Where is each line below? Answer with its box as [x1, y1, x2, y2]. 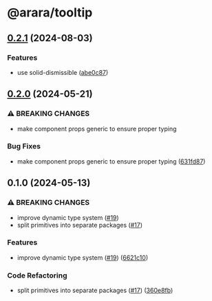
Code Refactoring [7, 270, 67, 280]
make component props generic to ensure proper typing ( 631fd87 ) [17, 157, 206, 166]
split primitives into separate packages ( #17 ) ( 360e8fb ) [17, 287, 173, 295]
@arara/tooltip [7, 5, 93, 21]
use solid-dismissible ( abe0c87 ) [17, 68, 109, 76]
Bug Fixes [7, 142, 41, 151]
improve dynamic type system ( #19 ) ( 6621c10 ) [17, 253, 149, 262]
